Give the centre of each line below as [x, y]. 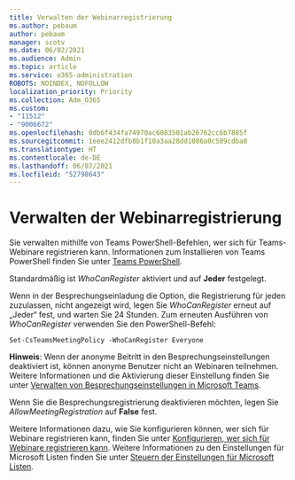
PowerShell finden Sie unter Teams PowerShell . [96, 262]
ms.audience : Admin [45, 59]
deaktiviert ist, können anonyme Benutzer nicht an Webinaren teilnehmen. [144, 366]
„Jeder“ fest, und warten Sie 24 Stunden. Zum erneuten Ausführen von [139, 315]
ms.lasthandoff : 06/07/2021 [61, 166]
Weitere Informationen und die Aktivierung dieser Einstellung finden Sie [140, 376]
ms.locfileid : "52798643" [57, 174]
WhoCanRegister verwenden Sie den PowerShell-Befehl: [113, 324]
